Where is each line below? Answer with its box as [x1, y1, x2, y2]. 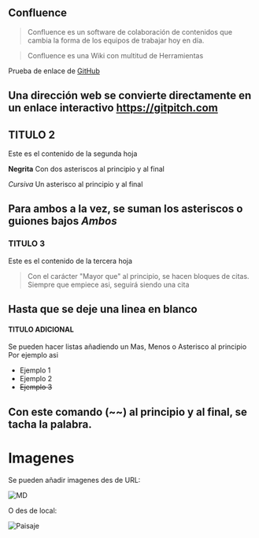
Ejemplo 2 [19, 374, 53, 384]
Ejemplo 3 [19, 382, 53, 392]
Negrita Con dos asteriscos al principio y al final [8, 165, 165, 174]
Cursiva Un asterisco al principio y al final [8, 180, 143, 189]
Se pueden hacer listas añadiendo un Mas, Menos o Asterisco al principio [8, 342, 247, 351]
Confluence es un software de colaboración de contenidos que [27, 27, 233, 36]
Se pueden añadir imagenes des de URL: [8, 475, 141, 484]
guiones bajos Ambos [8, 214, 117, 228]
